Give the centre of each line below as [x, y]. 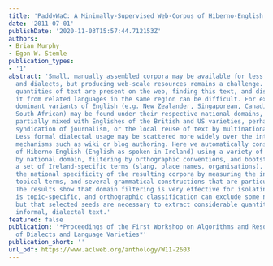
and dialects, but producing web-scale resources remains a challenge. [140, 84]
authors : [23, 39]
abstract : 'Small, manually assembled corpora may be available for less [136, 76]
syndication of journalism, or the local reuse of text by [118, 129]
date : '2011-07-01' [41, 24]
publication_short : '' [47, 242]
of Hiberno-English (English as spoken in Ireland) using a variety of [140, 152]
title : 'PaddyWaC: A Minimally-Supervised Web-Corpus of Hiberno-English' [138, 16]
